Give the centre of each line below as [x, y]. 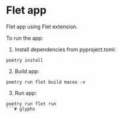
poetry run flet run [32, 104]
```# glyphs [21, 109]
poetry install [25, 60]
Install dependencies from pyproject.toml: [65, 49]
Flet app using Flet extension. [42, 27]
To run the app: [25, 38]
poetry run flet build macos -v [46, 82]
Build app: [27, 71]
